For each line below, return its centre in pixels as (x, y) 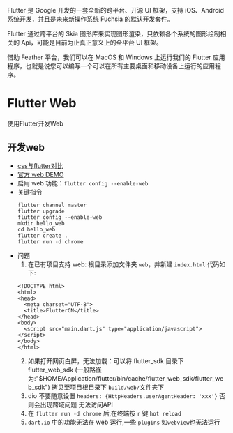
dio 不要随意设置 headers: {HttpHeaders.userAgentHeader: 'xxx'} (122, 395)
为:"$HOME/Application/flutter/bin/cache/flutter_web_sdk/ (111, 378)
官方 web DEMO (40, 174)
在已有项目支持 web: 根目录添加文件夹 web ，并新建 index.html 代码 (123, 264)
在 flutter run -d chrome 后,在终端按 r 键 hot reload (104, 413)
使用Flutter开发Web (36, 123)
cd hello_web (36, 229)
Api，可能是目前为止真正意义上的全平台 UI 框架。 (91, 43)
